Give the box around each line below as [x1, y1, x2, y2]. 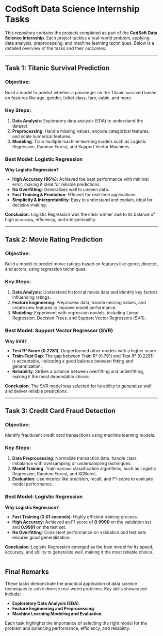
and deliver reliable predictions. [5, 388, 68, 394]
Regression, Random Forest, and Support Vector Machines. [12, 143, 131, 149]
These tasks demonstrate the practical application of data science [5, 581, 137, 586]
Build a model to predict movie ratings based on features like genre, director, [5, 261, 158, 267]
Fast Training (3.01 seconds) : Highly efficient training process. [12, 514, 138, 519]
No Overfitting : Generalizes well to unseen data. [12, 187, 109, 192]
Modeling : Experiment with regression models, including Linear [12, 310, 139, 316]
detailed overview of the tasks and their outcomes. [5, 45, 107, 51]
